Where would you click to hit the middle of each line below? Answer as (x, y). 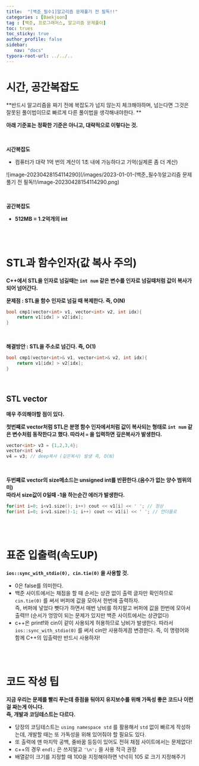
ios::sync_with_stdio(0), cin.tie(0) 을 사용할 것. (67, 573)
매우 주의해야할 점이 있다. (35, 414)
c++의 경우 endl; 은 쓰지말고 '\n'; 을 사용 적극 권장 (75, 749)
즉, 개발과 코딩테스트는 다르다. (41, 714)
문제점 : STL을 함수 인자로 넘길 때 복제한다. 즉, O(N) (66, 301)
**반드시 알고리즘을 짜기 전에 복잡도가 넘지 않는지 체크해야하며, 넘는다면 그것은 (97, 105)
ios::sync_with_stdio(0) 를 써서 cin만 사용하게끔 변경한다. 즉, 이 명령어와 (102, 630)
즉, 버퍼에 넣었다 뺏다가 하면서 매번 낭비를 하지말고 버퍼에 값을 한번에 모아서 (103, 608)
